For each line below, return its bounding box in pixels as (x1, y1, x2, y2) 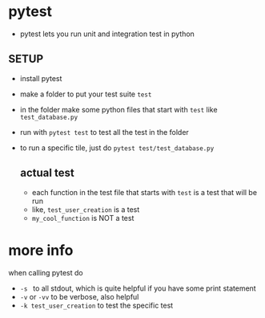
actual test (19, 166, 74, 180)
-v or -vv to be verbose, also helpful (19, 291, 139, 301)
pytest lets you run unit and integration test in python (19, 29, 195, 39)
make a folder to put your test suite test (19, 89, 152, 99)
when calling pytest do (8, 267, 83, 277)
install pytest (19, 73, 62, 83)
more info (8, 241, 74, 259)
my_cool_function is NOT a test (31, 213, 135, 222)
